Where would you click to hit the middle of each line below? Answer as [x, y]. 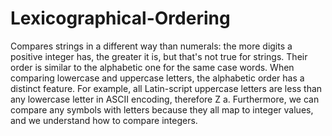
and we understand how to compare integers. [104, 120]
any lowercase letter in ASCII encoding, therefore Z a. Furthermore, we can [165, 99]
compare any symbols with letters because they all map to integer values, [162, 109]
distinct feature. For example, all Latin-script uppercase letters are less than [166, 88]
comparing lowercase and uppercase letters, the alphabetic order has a [157, 78]
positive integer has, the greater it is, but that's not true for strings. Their [159, 56]
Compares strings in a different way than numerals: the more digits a [151, 46]
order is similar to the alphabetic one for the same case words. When [152, 67]
